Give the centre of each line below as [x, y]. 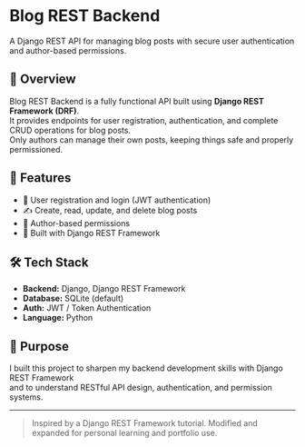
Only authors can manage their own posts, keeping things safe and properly [152, 139]
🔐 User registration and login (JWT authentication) [117, 200]
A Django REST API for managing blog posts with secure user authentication [152, 41]
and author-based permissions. [68, 50]
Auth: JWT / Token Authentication [87, 308]
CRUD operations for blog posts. [70, 130]
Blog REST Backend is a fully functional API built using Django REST [137, 101]
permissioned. [36, 149]
